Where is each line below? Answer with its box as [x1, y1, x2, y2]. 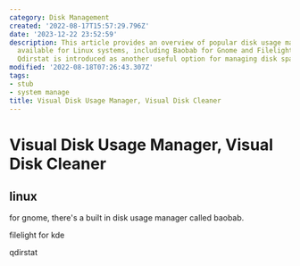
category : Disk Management [9, 12, 110, 22]
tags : [9, 71, 29, 80]
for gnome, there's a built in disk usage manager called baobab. [9, 212, 245, 223]
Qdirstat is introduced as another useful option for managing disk [17, 54, 278, 63]
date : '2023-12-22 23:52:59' [9, 29, 118, 38]
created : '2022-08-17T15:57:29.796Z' [9, 21, 150, 30]
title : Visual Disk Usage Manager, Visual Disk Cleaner [9, 96, 221, 105]
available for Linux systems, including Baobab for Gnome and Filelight [17, 46, 294, 55]
